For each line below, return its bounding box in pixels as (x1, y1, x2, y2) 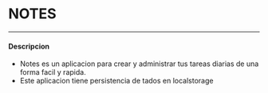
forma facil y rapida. (19, 68, 86, 77)
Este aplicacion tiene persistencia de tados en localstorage (19, 76, 214, 86)
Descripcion (8, 41, 50, 51)
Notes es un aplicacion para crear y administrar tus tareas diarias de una (19, 59, 259, 68)
